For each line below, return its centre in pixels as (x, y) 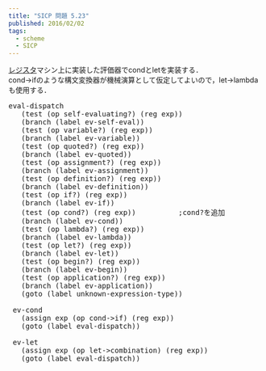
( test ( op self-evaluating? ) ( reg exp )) (102, 114)
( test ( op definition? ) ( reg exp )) (91, 179)
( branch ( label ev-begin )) (75, 270)
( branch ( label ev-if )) (68, 203)
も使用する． (29, 91)
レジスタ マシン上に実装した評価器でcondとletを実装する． (106, 70)
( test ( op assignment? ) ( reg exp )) (91, 163)
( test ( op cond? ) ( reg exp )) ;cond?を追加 (123, 213)
